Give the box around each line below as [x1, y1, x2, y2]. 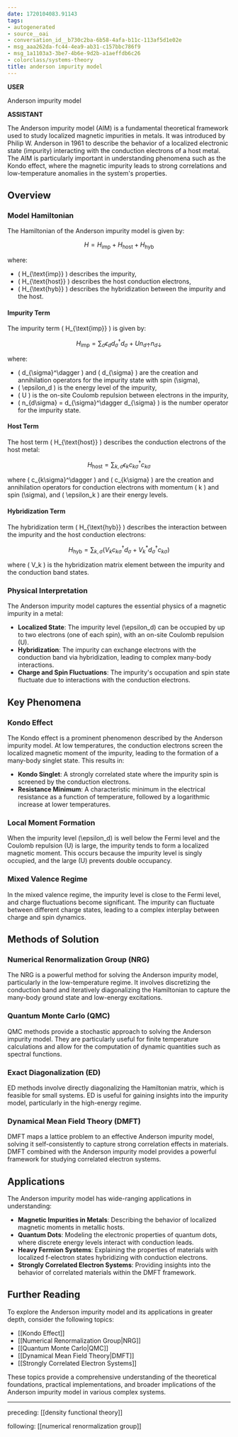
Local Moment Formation [7, 818, 96, 828]
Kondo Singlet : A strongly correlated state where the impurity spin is [17, 770, 219, 779]
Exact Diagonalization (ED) [7, 1067, 101, 1077]
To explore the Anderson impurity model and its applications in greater [7, 1307, 213, 1316]
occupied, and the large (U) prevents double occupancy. [7, 857, 172, 865]
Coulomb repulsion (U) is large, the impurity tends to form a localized [7, 841, 209, 850]
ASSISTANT [7, 110, 44, 118]
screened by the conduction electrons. [17, 777, 131, 787]
